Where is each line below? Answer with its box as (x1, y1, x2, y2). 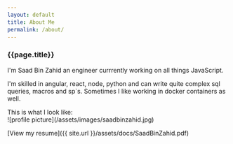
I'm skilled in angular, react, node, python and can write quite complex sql (7, 79, 221, 87)
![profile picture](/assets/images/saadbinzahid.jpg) (7, 115, 154, 124)
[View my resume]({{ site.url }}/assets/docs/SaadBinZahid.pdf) (7, 129, 189, 137)
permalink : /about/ (7, 26, 65, 33)
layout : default (7, 11, 55, 18)
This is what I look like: (7, 108, 73, 116)
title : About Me (7, 18, 55, 26)
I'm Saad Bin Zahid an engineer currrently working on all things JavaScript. (7, 66, 224, 74)
